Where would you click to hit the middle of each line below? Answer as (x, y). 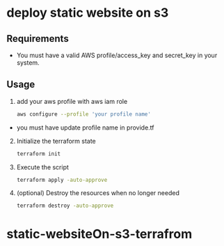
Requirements (38, 39)
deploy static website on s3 (88, 13)
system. (28, 63)
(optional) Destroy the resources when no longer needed (98, 193)
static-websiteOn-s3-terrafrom (99, 234)
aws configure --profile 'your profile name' (83, 114)
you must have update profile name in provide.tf (85, 128)
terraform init (39, 154)
